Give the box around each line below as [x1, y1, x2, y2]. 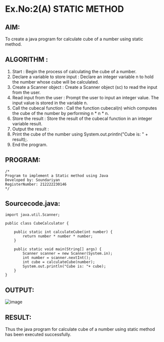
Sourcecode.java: [5, 199, 60, 208]
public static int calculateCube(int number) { [14, 229, 113, 234]
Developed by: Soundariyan [5, 177, 60, 182]
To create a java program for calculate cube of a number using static [5, 36, 143, 42]
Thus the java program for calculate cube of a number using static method [5, 326, 155, 332]
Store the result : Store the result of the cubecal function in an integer [12, 115, 153, 121]
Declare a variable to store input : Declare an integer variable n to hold [12, 74, 154, 80]
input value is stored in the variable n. [12, 100, 88, 106]
